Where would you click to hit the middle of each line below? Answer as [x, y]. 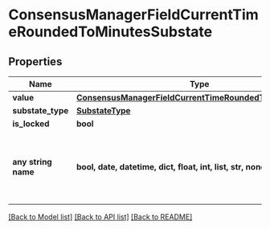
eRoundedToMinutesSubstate [110, 32]
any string [32, 162]
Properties [35, 61]
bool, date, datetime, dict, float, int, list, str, [160, 167]
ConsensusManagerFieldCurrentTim [133, 15]
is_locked [31, 124]
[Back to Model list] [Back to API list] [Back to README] [100, 217]
